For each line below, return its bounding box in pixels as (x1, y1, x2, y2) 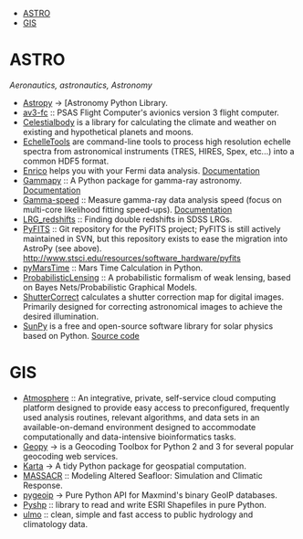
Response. (22, 480, 63, 491)
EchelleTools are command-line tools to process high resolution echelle (22, 136, 292, 147)
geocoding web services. (22, 450, 119, 461)
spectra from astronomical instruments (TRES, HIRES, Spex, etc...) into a (22, 145, 295, 156)
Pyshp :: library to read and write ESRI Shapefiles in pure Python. (22, 499, 267, 510)
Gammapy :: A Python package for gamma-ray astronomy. (22, 174, 243, 185)
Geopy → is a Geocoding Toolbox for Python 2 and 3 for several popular (22, 440, 294, 451)
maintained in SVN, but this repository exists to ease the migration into (22, 233, 288, 244)
